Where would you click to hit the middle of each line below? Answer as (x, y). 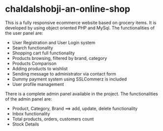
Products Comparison (34, 63)
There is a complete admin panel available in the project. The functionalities (81, 94)
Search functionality (32, 48)
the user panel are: (24, 33)
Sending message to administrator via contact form (64, 74)
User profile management (38, 84)
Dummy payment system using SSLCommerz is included (69, 79)
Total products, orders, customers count (53, 119)
